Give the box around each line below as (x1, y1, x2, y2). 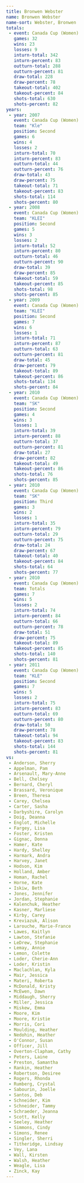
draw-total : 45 (13, 357, 50, 363)
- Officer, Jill (8, 1043, 48, 1049)
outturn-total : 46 (13, 254, 59, 259)
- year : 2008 (8, 204, 41, 211)
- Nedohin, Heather (8, 1032, 56, 1038)
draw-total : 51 (13, 629, 50, 635)
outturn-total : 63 (13, 346, 59, 352)
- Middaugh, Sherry (8, 994, 56, 1000)
